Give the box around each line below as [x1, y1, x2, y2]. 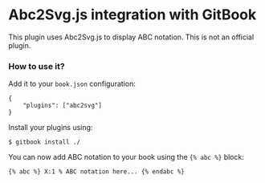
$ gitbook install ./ [8, 138, 81, 146]
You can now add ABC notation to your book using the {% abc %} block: [8, 152, 245, 162]
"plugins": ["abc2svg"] [22, 102, 103, 110]
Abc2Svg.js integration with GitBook [8, 6, 257, 24]
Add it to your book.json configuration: [8, 79, 137, 89]
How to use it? [8, 60, 66, 71]
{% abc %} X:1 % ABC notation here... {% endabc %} [8, 168, 185, 176]
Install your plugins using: [8, 123, 93, 132]
